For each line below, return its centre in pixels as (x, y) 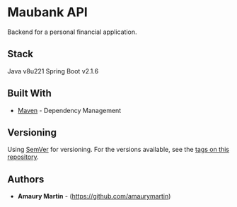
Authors (26, 179)
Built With (29, 94)
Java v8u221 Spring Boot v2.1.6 (53, 71)
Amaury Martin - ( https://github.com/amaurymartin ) (94, 196)
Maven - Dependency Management (69, 110)
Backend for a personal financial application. (72, 32)
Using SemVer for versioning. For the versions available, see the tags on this (118, 150)
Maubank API (48, 12)
